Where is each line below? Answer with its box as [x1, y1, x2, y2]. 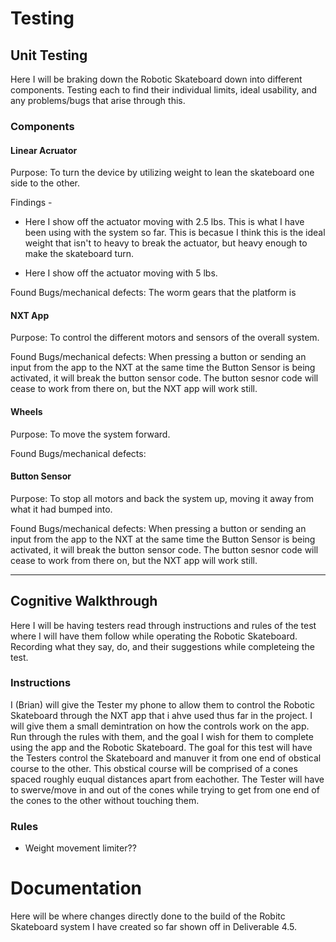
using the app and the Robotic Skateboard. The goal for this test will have [10, 741, 313, 753]
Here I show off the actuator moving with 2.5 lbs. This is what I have [24, 216, 305, 228]
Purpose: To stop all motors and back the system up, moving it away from [10, 492, 314, 504]
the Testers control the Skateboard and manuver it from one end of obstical [10, 752, 322, 764]
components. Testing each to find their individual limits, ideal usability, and [10, 84, 318, 96]
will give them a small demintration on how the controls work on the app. [10, 720, 310, 732]
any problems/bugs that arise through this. [10, 95, 186, 106]
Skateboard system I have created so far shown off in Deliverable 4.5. [10, 921, 298, 933]
